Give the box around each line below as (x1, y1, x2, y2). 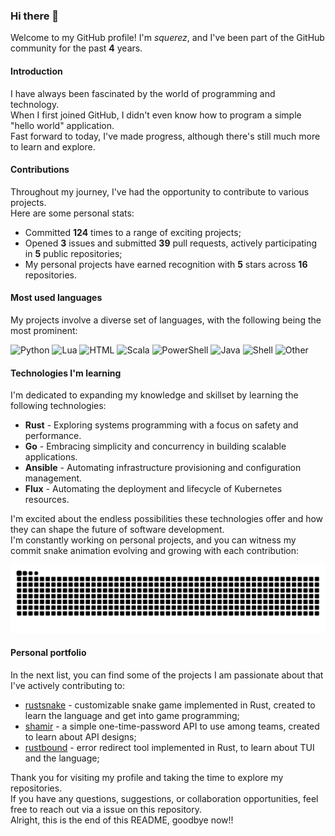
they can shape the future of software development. (10, 524, 225, 536)
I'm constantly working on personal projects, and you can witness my (10, 534, 297, 546)
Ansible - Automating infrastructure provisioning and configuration (24, 462, 302, 474)
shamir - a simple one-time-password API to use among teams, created (24, 720, 320, 733)
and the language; (24, 752, 100, 764)
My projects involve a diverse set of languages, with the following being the (10, 314, 322, 326)
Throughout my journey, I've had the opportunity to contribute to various (10, 185, 310, 198)
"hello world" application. (10, 119, 115, 131)
